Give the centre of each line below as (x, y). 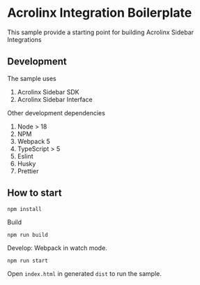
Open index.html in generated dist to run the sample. (84, 273)
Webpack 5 (34, 141)
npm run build (28, 235)
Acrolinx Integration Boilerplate (100, 13)
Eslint (25, 156)
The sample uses (32, 78)
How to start (34, 193)
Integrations (24, 39)
